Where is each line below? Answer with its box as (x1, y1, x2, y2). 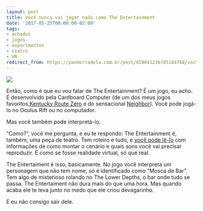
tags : (6, 25, 20, 32)
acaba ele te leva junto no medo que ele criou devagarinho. (6, 186, 154, 194)
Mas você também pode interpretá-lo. (6, 118, 101, 125)
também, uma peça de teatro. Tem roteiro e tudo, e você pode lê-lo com (6, 136, 186, 143)
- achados (6, 31, 31, 37)
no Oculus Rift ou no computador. (11, 106, 96, 113)
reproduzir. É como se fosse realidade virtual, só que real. (6, 149, 150, 156)
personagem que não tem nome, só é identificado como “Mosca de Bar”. (6, 167, 188, 174)
